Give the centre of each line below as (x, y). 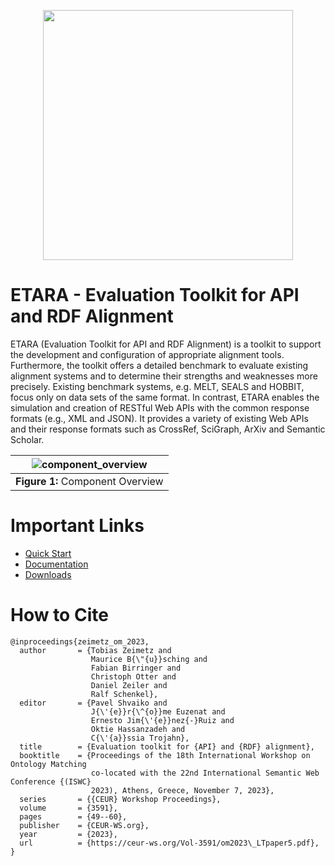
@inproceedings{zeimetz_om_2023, (80, 641)
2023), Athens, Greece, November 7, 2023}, (182, 790)
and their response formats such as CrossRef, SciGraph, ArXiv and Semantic (168, 429)
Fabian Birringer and (136, 668)
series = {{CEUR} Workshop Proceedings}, (120, 799)
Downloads (48, 574)
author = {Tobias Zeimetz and (95, 650)
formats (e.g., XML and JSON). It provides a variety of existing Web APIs (159, 418)
